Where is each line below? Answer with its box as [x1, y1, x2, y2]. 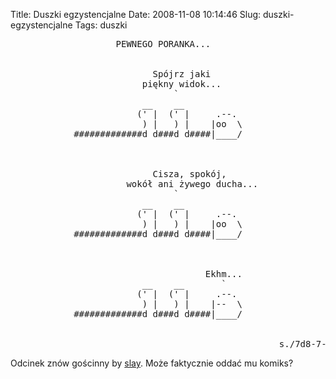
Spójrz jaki [152, 69, 212, 79]
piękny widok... [141, 79, 222, 89]
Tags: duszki [74, 19, 128, 31]
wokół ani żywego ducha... [126, 179, 259, 189]
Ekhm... [204, 269, 243, 279]
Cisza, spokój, [152, 169, 227, 179]
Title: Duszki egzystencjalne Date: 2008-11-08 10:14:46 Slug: [10, 9, 262, 20]
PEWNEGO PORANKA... [115, 39, 212, 49]
